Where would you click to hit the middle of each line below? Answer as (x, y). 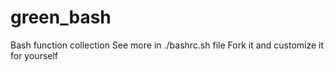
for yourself (34, 55)
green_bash (61, 17)
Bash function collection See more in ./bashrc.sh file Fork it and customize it (167, 45)
